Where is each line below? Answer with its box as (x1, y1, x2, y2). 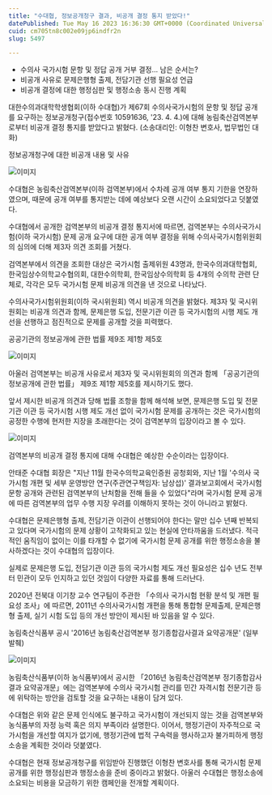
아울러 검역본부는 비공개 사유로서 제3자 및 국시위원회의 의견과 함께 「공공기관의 (8, 369, 261, 378)
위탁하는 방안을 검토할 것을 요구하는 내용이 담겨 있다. (16, 693, 184, 703)
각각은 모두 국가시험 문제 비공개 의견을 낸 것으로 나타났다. (25, 280, 207, 289)
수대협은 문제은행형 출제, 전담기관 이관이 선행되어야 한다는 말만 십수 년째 (8, 515, 237, 525)
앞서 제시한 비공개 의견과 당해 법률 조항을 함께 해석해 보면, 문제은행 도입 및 (8, 396, 244, 406)
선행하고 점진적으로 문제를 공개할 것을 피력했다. (23, 317, 172, 327)
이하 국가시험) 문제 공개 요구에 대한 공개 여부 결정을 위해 (17, 232, 195, 241)
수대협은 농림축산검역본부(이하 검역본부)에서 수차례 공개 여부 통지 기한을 (8, 184, 236, 194)
